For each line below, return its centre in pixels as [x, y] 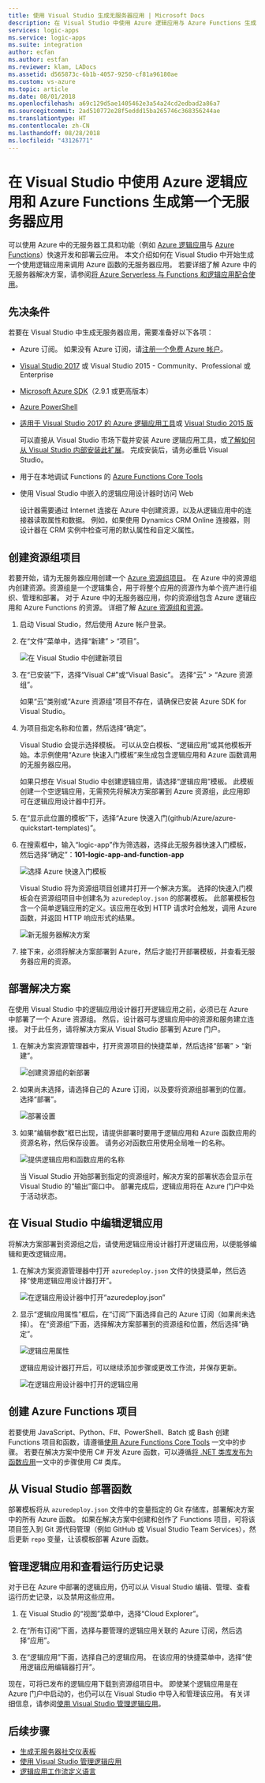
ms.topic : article [38, 89]
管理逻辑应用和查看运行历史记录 [86, 1566]
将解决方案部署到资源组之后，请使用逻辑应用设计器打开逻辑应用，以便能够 [129, 1244]
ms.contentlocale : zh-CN [49, 126]
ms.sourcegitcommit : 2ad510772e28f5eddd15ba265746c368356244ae [114, 111]
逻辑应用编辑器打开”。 [63, 1667]
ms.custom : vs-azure [42, 81]
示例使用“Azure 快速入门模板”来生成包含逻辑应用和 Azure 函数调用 [149, 755]
